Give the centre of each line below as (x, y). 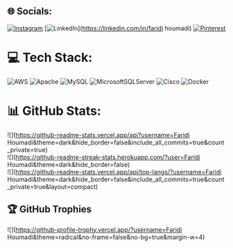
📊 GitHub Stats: (54, 111)
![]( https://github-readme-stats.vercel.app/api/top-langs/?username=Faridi (114, 172)
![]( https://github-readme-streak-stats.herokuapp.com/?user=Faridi (104, 157)
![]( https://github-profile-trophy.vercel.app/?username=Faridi (95, 229)
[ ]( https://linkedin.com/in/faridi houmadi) (118, 28)
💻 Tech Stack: (50, 58)
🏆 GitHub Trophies (50, 209)
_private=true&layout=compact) (53, 186)
